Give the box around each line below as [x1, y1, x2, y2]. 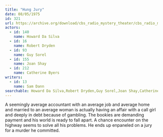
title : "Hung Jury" [5, 7, 45, 12]
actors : [5, 25, 21, 30]
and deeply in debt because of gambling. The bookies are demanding [5, 112, 144, 118]
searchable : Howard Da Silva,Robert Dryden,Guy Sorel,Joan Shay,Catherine [5, 88, 160, 93]
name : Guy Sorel [14, 52, 47, 57]
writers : [5, 75, 23, 80]
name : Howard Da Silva [14, 34, 60, 39]
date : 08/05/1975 [5, 12, 40, 17]
